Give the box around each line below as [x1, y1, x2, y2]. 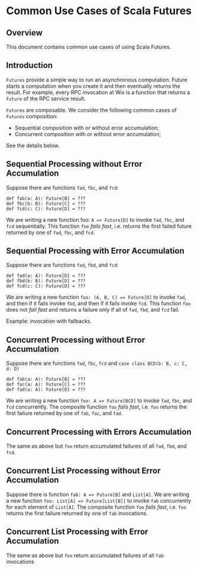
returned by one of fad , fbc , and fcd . [6, 229, 95, 236]
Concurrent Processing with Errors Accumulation [6, 427, 192, 437]
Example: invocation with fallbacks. [6, 318, 92, 325]
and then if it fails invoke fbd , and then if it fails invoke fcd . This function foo [6, 300, 191, 307]
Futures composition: [6, 112, 58, 119]
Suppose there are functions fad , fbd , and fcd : [6, 261, 119, 268]
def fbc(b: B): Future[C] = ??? [6, 200, 86, 206]
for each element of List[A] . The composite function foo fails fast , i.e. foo [6, 503, 187, 510]
